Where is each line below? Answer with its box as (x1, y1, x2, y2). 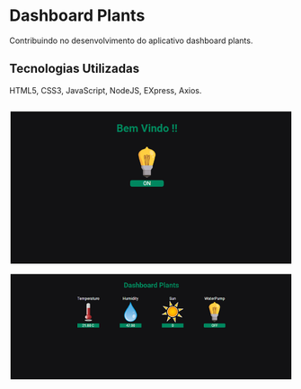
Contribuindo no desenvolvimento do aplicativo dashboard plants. (9, 35, 253, 46)
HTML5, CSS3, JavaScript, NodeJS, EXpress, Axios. (9, 84, 202, 95)
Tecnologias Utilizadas (9, 61, 140, 76)
